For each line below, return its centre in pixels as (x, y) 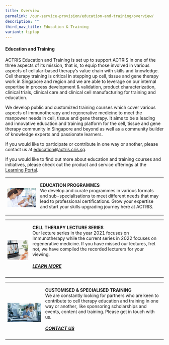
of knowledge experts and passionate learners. (54, 135)
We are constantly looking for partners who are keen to (102, 295)
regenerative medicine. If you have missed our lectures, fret (94, 244)
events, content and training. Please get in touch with (100, 312)
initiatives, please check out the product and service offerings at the (76, 165)
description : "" (22, 21)
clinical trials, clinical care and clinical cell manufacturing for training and (80, 92)
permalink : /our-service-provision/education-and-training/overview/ (80, 16)
